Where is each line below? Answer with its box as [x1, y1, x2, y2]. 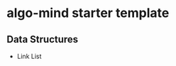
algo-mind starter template [6, 5, 170, 21]
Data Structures [6, 33, 79, 45]
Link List [16, 52, 42, 60]
